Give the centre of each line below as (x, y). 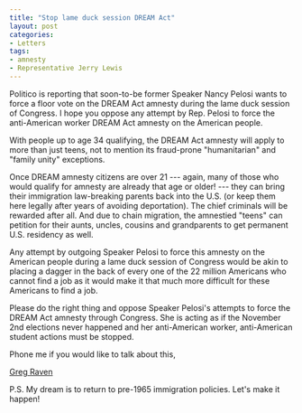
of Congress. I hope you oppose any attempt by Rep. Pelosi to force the (142, 113)
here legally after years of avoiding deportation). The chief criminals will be (149, 205)
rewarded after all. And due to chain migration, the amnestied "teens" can (146, 215)
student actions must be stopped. (72, 336)
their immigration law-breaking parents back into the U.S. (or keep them (143, 196)
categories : (32, 34)
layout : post (34, 26)
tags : (19, 52)
